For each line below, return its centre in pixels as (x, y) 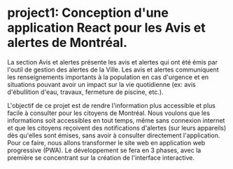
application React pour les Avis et (106, 28)
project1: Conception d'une (88, 13)
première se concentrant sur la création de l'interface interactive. (101, 157)
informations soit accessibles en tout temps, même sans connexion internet (116, 120)
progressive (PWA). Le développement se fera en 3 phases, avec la (104, 150)
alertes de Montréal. (68, 43)
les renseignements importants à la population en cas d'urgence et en (108, 77)
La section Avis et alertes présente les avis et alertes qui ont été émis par (113, 62)
